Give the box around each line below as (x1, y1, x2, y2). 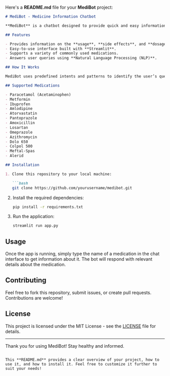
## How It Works (5, 65, 39, 70)
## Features (5, 32, 30, 37)
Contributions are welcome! (5, 295, 63, 301)
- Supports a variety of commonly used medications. (5, 51, 119, 56)
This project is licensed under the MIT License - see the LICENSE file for (5, 323, 156, 329)
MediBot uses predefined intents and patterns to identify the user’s (5, 74, 157, 79)
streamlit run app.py (12, 223, 58, 228)
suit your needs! (5, 366, 42, 371)
